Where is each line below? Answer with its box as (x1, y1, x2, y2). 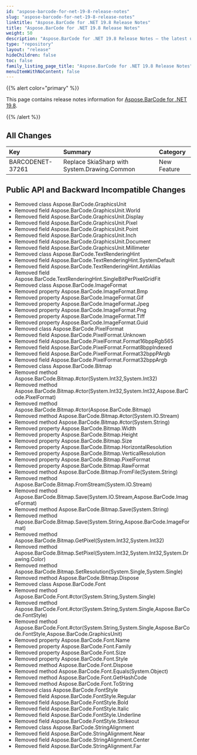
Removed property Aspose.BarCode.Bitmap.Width (14, 424, 137, 431)
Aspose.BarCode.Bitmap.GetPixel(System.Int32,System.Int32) (14, 537, 164, 544)
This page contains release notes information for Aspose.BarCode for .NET (6, 96, 188, 103)
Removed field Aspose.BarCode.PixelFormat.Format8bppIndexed (14, 344, 172, 351)
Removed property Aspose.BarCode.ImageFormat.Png (14, 306, 147, 314)
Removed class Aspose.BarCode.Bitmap (14, 362, 113, 369)
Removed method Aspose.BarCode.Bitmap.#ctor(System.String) (14, 419, 170, 426)
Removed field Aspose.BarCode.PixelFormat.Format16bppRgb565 (14, 338, 174, 345)
